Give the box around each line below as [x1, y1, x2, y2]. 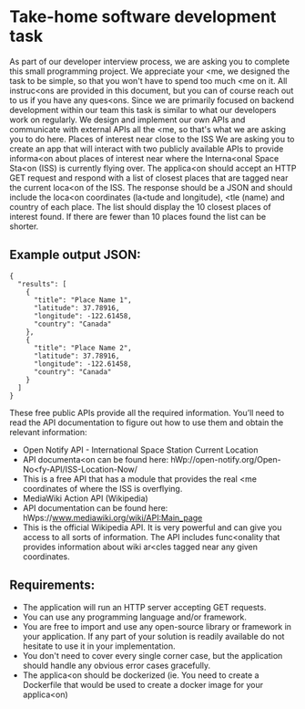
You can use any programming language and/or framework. [22, 611, 248, 622]
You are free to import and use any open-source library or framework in [22, 620, 292, 631]
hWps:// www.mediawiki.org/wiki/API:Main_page [22, 512, 203, 523]
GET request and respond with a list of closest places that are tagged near [9, 172, 289, 183]
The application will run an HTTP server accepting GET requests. [22, 601, 267, 612]
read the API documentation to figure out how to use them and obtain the [9, 417, 284, 428]
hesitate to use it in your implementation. [22, 641, 176, 652]
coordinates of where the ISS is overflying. [22, 483, 183, 494]
